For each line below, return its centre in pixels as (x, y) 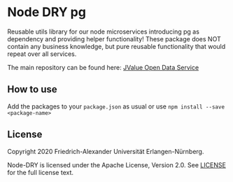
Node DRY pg (47, 12)
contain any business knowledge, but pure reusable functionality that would (116, 46)
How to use (32, 89)
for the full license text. (41, 172)
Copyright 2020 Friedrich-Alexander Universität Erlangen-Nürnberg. (106, 151)
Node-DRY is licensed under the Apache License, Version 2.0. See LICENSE (116, 164)
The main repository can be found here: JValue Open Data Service (103, 67)
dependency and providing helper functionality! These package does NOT (114, 38)
